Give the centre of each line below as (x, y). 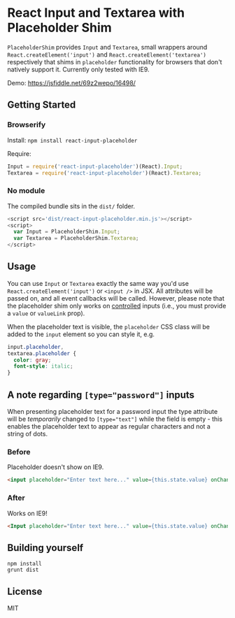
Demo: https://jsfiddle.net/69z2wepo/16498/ (72, 82)
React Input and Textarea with (96, 13)
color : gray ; (33, 360)
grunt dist (23, 570)
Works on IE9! (27, 513)
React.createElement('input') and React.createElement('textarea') (107, 55)
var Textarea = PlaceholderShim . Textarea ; (76, 238)
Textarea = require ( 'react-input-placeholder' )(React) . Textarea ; (104, 173)
